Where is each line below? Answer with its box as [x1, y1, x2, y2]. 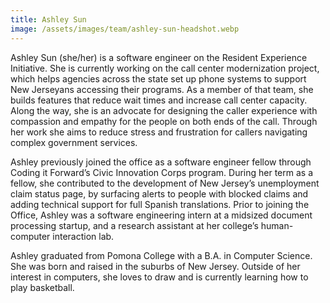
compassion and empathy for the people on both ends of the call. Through [10, 115, 318, 127]
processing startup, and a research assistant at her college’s [10, 219, 259, 231]
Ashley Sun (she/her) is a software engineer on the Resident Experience [10, 51, 308, 63]
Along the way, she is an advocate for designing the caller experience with [10, 104, 318, 116]
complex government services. [10, 136, 138, 148]
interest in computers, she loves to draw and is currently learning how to [10, 271, 309, 283]
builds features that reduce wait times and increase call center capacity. [10, 94, 308, 106]
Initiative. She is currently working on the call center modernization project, [10, 62, 320, 74]
